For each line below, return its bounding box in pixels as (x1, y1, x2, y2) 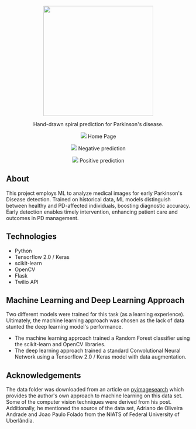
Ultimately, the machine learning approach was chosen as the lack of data (6, 317, 185, 324)
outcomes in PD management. (6, 214, 79, 221)
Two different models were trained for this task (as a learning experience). (6, 311, 185, 318)
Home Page (87, 133, 116, 140)
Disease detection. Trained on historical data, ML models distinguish (6, 195, 171, 202)
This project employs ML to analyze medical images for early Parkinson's (6, 190, 183, 197)
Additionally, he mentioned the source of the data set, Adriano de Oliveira (6, 405, 183, 412)
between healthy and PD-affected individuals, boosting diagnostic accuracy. (6, 202, 190, 209)
